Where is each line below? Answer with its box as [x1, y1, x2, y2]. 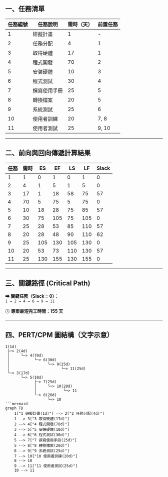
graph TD [5, 406, 23, 411]
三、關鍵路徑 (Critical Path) [5, 279, 90, 288]
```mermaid [5, 401, 28, 407]
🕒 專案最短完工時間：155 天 [5, 308, 63, 314]
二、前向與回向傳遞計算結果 [5, 149, 91, 157]
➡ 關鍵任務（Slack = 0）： [5, 293, 59, 299]
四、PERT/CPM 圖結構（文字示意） [5, 330, 113, 339]
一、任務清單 [5, 5, 45, 14]
